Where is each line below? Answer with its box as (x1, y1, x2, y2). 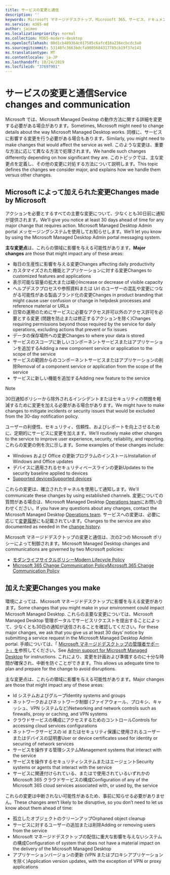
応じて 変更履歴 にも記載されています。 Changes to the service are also (5, 517, 151, 524)
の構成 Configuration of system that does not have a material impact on (12, 840, 160, 846)
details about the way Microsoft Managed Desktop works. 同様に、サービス (5, 129, 162, 135)
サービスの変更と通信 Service (5, 87, 127, 99)
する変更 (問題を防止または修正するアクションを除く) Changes (21, 315, 151, 321)
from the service (12, 827, 48, 833)
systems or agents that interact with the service (12, 764, 112, 770)
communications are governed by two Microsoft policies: (5, 546, 124, 552)
